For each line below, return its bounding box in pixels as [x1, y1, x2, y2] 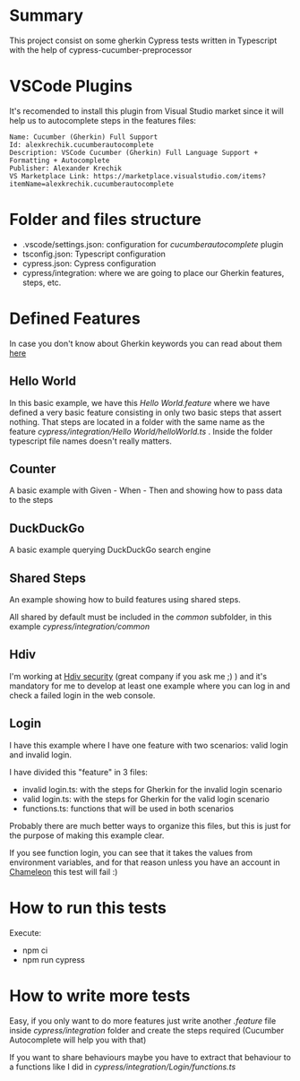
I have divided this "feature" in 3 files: [9, 766, 148, 777]
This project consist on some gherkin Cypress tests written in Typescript [9, 35, 278, 46]
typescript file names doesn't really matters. [9, 436, 173, 446]
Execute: [9, 927, 42, 938]
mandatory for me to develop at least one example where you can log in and [9, 680, 291, 691]
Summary [9, 5, 83, 26]
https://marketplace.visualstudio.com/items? [93, 171, 267, 180]
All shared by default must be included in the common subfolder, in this [9, 611, 272, 622]
